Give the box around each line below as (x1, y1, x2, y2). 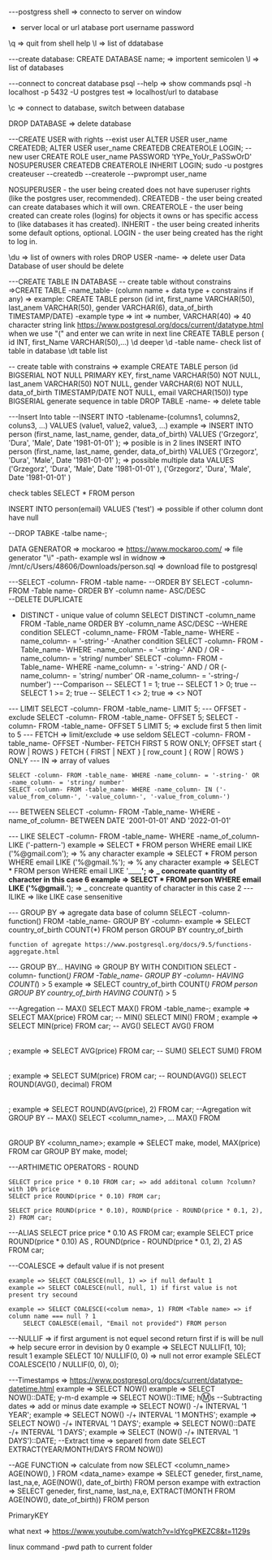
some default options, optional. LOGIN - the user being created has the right (8, 228, 264, 237)
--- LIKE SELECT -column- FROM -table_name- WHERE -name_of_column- (8, 831, 260, 841)
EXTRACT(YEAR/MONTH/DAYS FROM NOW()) (8, 1445, 164, 1454)
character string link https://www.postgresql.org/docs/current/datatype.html (8, 320, 264, 329)
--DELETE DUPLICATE (8, 595, 84, 604)
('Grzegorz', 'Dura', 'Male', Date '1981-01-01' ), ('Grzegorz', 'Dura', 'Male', (8, 464, 252, 473)
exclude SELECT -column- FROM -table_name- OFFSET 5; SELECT (8, 712, 234, 722)
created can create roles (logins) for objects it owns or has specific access (8, 211, 258, 220)
